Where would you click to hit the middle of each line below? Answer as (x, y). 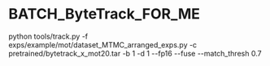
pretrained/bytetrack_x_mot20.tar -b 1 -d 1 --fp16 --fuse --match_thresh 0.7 (135, 53)
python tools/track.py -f (48, 36)
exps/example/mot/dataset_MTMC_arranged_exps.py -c (103, 44)
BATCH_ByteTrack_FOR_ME (105, 14)
